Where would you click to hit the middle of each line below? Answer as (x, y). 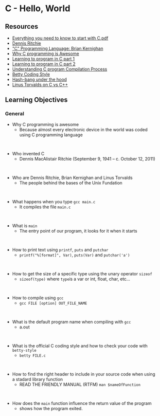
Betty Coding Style (31, 74)
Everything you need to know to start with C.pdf (60, 38)
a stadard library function (37, 379)
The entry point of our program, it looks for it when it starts (78, 231)
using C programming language (51, 135)
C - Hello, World (38, 9)
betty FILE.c (33, 356)
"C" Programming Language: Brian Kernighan (58, 48)
